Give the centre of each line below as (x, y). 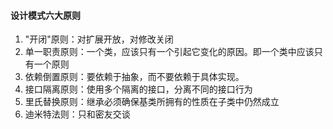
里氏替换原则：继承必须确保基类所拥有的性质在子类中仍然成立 (152, 102)
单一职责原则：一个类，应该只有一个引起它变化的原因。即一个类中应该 (169, 52)
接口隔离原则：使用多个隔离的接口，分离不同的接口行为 (138, 89)
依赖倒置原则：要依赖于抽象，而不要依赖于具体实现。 (134, 77)
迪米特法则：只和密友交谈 (77, 114)
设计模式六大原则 (45, 15)
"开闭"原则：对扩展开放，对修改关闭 (99, 39)
